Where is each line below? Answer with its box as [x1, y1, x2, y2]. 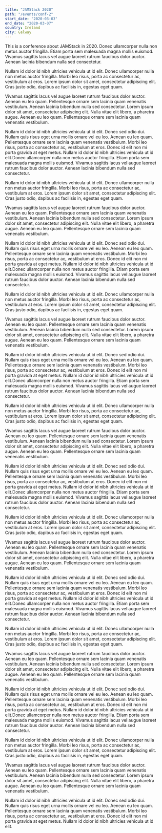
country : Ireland [5, 25, 40, 30]
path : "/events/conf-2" [5, 12, 54, 17]
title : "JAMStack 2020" [5, 7, 54, 12]
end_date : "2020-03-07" [5, 21, 54, 26]
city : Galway [5, 30, 32, 35]
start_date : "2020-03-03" [5, 16, 58, 21]
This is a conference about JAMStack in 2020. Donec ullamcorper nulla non [5, 43, 158, 49]
